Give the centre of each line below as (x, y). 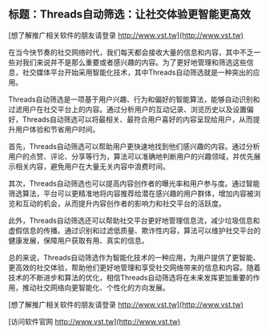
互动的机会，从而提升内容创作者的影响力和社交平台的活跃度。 (124, 203)
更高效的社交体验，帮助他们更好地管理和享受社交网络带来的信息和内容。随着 (134, 268)
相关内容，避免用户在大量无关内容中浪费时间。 (92, 166)
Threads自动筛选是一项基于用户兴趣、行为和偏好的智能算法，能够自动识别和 (134, 99)
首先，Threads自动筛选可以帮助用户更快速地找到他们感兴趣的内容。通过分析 (134, 146)
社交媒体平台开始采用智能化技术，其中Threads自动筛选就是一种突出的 (138, 72)
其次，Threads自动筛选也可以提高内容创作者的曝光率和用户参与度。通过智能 (134, 183)
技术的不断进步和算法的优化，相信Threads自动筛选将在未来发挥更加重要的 (131, 277)
